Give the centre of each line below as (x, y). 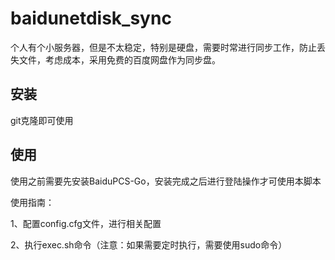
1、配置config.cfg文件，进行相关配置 (86, 223)
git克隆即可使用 (42, 120)
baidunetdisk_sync (91, 18)
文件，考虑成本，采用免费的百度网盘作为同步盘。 (119, 59)
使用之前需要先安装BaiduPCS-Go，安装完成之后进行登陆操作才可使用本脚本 (166, 181)
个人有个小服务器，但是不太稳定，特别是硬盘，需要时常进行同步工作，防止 (163, 47)
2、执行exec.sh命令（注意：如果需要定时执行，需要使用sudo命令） (149, 244)
